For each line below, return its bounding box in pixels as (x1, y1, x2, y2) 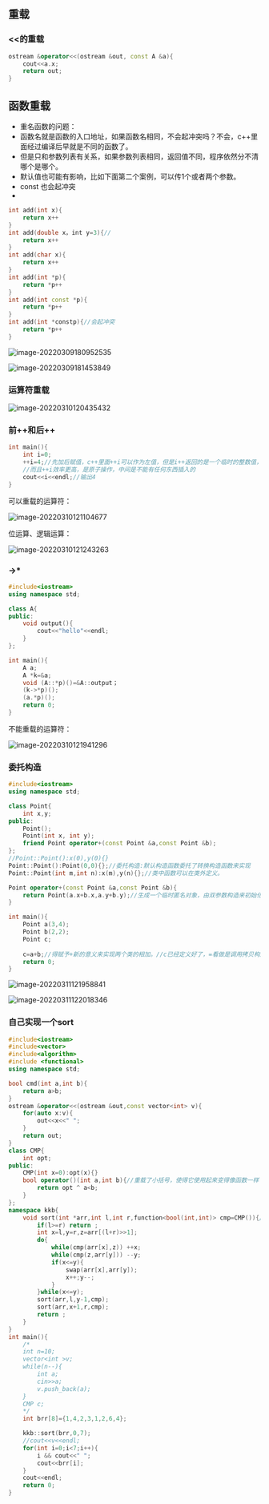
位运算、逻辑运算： (8, 528, 72, 538)
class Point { (8, 802, 52, 810)
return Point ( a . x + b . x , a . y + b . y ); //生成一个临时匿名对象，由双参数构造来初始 (22, 891, 257, 899)
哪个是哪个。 (19, 162, 62, 171)
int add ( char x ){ (8, 251, 66, 259)
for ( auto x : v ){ (22, 1109, 74, 1118)
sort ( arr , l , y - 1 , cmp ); (37, 1296, 110, 1304)
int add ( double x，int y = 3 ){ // (8, 228, 112, 236)
